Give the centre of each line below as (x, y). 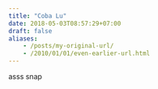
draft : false (30, 31)
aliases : (23, 38)
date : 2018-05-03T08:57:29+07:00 (65, 23)
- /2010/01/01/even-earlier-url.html (87, 53)
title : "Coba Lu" (38, 16)
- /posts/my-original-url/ (68, 46)
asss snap (26, 76)
